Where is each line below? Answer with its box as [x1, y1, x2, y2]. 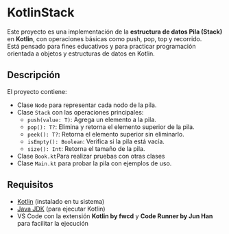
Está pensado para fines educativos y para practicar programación [7, 42, 196, 50]
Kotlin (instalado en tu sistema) [16, 197, 105, 205]
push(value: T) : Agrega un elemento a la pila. [27, 115, 156, 124]
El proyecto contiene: [7, 87, 67, 95]
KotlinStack [7, 5, 75, 21]
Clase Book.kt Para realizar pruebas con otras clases [16, 152, 165, 160]
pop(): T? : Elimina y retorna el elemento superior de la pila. [27, 122, 195, 131]
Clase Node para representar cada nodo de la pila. [16, 101, 157, 109]
